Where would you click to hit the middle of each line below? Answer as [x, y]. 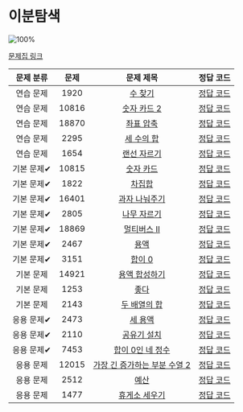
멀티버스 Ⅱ [142, 229]
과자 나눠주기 [142, 199]
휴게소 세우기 [142, 395]
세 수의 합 [142, 138]
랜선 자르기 [142, 154]
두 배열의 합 [142, 304]
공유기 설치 [142, 335]
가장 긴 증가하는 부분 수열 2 [142, 365]
